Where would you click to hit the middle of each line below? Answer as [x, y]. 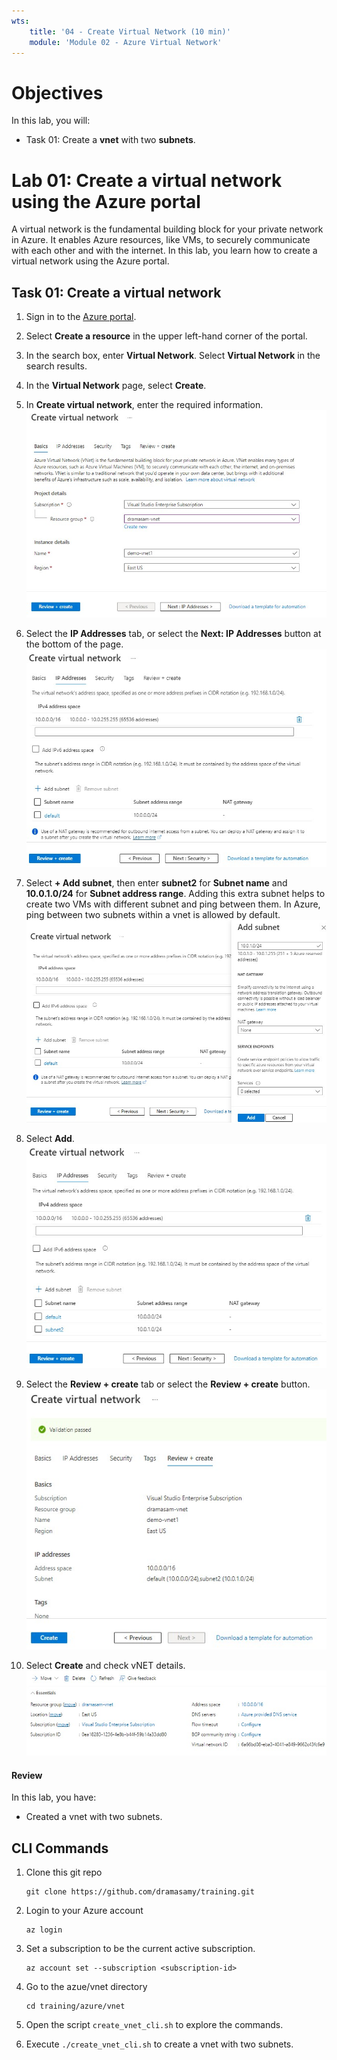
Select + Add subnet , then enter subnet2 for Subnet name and [156, 882]
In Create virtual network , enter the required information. [144, 405]
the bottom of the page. [74, 644]
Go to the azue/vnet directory [86, 1987]
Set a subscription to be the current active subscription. [140, 1949]
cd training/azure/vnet [75, 2006]
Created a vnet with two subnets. [94, 1817]
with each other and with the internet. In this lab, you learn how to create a [164, 251]
